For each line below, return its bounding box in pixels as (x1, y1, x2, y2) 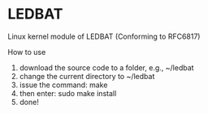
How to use (7, 47, 46, 56)
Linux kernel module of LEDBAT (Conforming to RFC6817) (7, 31, 201, 41)
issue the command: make (19, 80, 108, 90)
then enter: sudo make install (19, 88, 117, 98)
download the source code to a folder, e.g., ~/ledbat (19, 62, 194, 73)
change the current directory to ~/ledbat (19, 71, 155, 81)
